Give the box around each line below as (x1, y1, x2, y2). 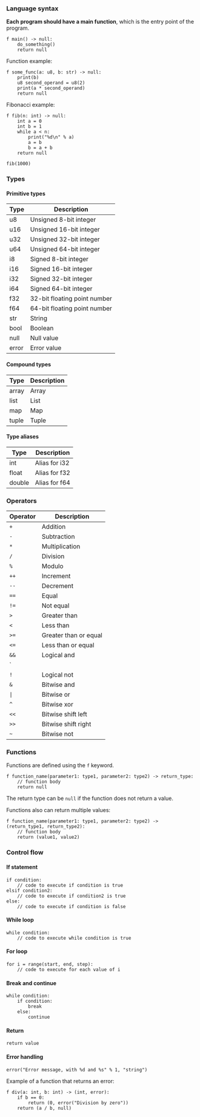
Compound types (6, 361, 52, 368)
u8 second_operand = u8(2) (17, 80, 85, 86)
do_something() (17, 41, 56, 48)
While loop (6, 916, 35, 924)
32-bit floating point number (30, 295, 112, 303)
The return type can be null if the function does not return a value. (6, 794, 174, 802)
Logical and (41, 651, 75, 660)
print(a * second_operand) (17, 85, 85, 92)
